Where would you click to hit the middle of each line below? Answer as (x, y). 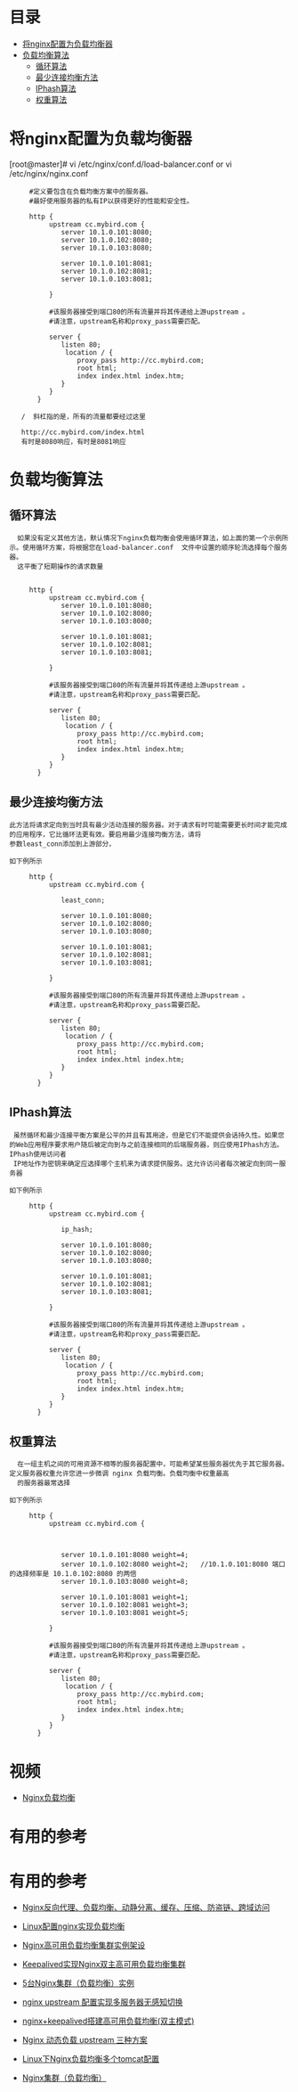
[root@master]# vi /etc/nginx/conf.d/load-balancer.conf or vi (121, 164)
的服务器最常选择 (44, 1483)
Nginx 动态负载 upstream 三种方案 (85, 2040)
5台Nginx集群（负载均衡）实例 (78, 1983)
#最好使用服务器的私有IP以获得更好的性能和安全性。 (111, 201)
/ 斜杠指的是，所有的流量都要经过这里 (84, 416)
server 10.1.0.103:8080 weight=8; (125, 1582)
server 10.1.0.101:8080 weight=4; (125, 1555)
